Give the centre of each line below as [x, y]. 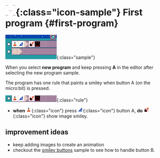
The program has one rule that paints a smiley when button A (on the [78, 83]
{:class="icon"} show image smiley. [50, 116]
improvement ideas [37, 132]
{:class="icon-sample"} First [79, 13]
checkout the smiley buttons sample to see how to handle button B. [84, 150]
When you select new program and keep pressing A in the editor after [79, 67]
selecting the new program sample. [43, 73]
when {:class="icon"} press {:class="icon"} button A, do [78, 110]
